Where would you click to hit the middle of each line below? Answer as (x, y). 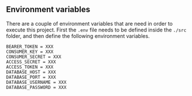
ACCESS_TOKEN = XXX (30, 67)
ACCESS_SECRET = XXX (31, 62)
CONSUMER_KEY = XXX (30, 52)
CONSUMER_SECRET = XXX (34, 57)
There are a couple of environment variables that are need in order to (89, 23)
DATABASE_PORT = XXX (31, 77)
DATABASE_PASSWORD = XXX (36, 87)
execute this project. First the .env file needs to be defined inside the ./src (96, 30)
